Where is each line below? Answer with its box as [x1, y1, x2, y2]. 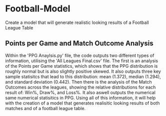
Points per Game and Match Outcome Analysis [5, 39, 153, 48]
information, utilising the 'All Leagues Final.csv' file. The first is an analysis [5, 58, 158, 64]
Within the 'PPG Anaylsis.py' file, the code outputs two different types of [5, 52, 154, 58]
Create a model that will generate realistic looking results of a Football [5, 19, 149, 25]
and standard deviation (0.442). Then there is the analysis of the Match [5, 79, 152, 85]
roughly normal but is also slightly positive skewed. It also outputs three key [5, 68, 161, 74]
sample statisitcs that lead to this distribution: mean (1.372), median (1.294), [5, 73, 161, 80]
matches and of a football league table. [5, 105, 86, 111]
